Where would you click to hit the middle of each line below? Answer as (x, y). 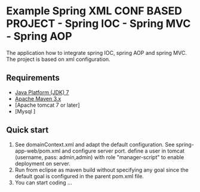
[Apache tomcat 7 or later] (47, 105)
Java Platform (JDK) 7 (42, 92)
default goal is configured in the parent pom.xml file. (79, 176)
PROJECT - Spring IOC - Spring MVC (99, 24)
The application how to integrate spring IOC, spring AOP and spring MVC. (96, 52)
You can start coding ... (44, 182)
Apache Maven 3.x (38, 98)
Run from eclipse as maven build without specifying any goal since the (102, 170)
